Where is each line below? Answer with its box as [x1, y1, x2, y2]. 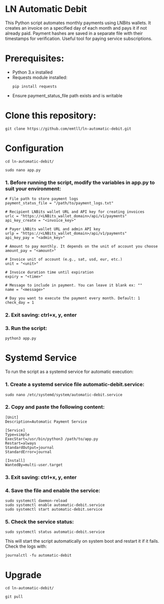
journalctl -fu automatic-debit [5, 553, 72, 558]
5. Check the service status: [5, 518, 74, 525]
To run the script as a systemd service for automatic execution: [5, 369, 134, 375]
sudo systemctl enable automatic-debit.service [5, 503, 105, 508]
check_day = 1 [5, 300, 35, 305]
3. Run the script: [5, 324, 47, 331]
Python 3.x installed [12, 69, 53, 75]
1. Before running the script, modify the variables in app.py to [5, 179, 155, 186]
